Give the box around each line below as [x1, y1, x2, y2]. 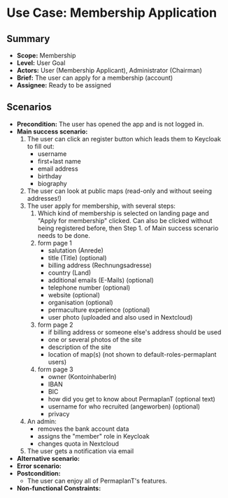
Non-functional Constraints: [16, 484, 101, 492]
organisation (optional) [48, 298, 113, 306]
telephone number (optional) [48, 283, 131, 292]
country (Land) [48, 268, 92, 277]
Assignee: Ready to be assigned [16, 81, 111, 89]
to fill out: [27, 142, 55, 150]
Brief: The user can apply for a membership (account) [16, 73, 173, 82]
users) [48, 357, 67, 366]
